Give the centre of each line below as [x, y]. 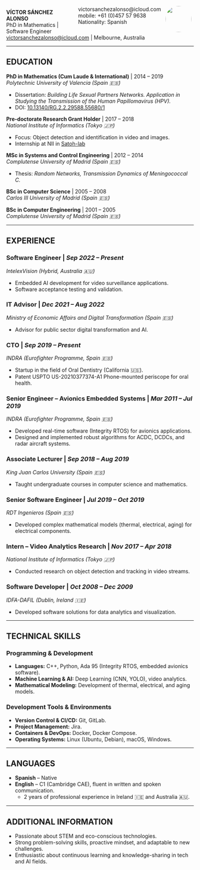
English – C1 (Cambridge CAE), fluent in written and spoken [88, 784]
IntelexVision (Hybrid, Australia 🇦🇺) [51, 271]
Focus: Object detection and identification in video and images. [92, 137]
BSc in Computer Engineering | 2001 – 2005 [61, 210]
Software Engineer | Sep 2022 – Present [65, 258]
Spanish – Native [36, 778]
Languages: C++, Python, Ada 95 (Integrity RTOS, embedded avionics [101, 666]
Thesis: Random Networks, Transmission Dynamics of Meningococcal [101, 173]
